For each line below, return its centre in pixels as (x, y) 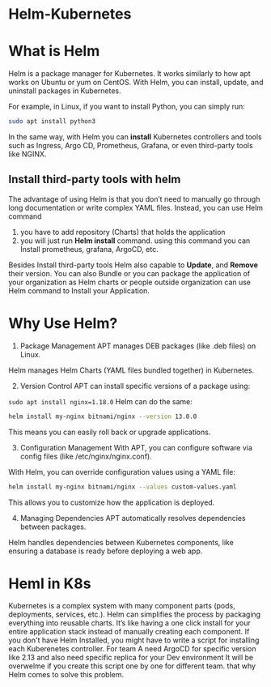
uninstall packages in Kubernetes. (65, 91)
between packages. (53, 527)
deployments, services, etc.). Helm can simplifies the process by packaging (135, 614)
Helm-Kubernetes (70, 14)
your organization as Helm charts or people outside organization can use (130, 282)
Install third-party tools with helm (95, 179)
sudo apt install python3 (52, 122)
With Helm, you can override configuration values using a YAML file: (122, 472)
